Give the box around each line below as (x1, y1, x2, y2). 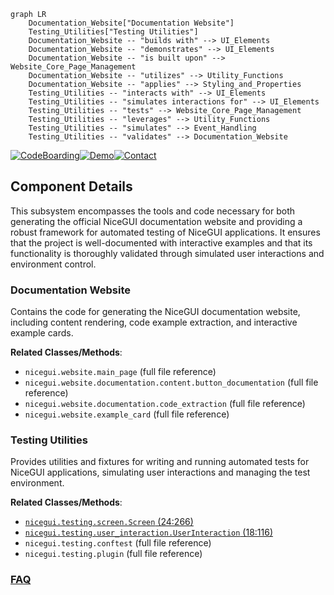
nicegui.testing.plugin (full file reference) (24, 548, 203, 560)
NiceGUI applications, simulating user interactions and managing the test (10, 466, 311, 479)
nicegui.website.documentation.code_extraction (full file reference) (24, 398, 306, 410)
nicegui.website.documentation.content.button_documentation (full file (24, 376, 319, 389)
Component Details (10, 178, 133, 195)
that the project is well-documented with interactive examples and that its (10, 236, 313, 249)
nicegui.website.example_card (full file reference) (24, 408, 230, 420)
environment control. (10, 258, 97, 270)
